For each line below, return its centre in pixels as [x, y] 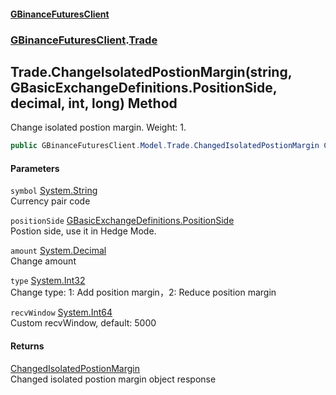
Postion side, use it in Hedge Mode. [83, 231]
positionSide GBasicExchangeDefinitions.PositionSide [122, 221]
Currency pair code [50, 201]
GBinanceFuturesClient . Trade [84, 40]
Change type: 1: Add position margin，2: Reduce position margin [143, 292]
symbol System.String [54, 191]
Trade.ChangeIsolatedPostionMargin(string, [151, 71]
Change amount [43, 261]
